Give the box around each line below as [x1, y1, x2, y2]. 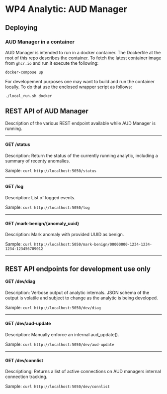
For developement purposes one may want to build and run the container [5, 78, 155, 84]
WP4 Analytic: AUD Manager [5, 3, 128, 15]
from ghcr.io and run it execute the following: [5, 60, 99, 66]
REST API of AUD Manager [5, 107, 88, 116]
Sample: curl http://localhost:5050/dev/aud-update [5, 341, 114, 347]
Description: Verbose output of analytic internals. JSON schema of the [5, 289, 150, 295]
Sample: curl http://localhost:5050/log [5, 204, 90, 210]
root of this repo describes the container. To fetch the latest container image [5, 55, 162, 61]
